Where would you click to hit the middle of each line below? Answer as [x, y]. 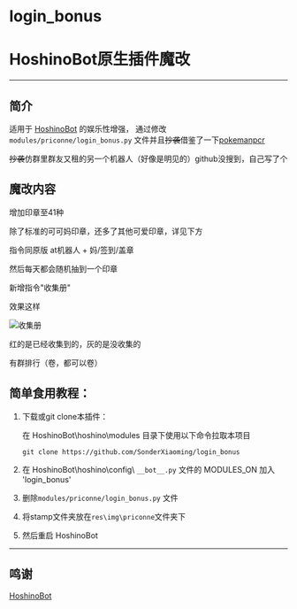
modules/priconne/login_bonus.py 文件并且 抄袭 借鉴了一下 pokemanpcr [137, 140]
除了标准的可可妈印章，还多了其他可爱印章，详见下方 [106, 231]
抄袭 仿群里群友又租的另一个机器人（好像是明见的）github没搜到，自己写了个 [148, 158]
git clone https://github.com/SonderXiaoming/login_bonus [131, 452]
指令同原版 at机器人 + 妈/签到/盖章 [72, 250]
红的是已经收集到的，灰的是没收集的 [75, 343]
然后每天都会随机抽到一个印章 [63, 268]
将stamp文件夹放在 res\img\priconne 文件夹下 [104, 516]
